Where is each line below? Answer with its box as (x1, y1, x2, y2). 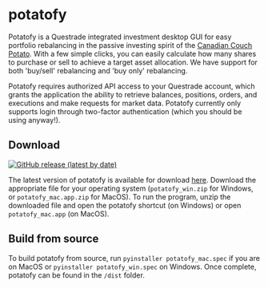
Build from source (8, 232, 99, 246)
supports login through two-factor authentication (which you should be (8, 106, 242, 116)
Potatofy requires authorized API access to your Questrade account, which (8, 81, 255, 91)
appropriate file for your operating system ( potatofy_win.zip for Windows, (8, 183, 254, 193)
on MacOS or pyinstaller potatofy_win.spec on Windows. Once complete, (8, 262, 257, 271)
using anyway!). (8, 115, 61, 124)
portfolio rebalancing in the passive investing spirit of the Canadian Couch (8, 40, 253, 49)
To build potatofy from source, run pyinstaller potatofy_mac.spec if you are (8, 253, 260, 262)
